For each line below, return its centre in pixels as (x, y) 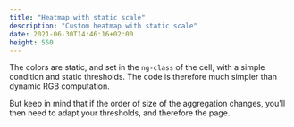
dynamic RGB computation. (59, 86)
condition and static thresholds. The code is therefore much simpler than (143, 77)
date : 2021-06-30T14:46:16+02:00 (71, 34)
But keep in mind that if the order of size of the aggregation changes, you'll (147, 104)
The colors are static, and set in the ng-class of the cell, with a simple (137, 67)
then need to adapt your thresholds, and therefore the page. (120, 113)
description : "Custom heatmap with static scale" (104, 26)
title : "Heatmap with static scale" (77, 17)
